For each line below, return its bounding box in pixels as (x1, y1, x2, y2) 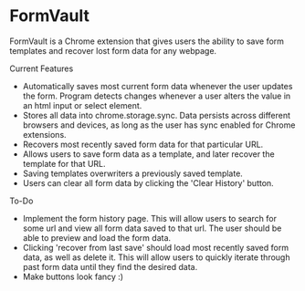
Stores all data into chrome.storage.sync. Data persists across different (22, 109, 290, 120)
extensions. (22, 129, 67, 140)
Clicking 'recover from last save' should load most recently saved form (22, 242, 289, 253)
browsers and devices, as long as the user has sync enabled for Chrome (22, 120, 296, 130)
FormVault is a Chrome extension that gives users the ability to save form (9, 36, 285, 47)
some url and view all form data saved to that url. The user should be (22, 223, 282, 234)
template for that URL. (22, 158, 107, 169)
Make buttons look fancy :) (22, 271, 124, 282)
